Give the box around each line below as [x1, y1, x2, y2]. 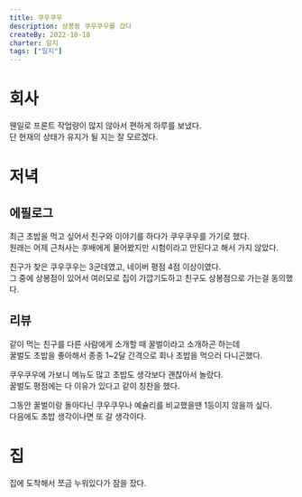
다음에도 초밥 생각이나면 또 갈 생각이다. [9, 410, 147, 421]
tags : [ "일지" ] [9, 47, 63, 56]
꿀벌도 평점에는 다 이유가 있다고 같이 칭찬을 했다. [9, 380, 180, 391]
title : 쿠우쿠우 [9, 13, 63, 23]
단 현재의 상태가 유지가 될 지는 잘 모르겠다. [9, 132, 159, 143]
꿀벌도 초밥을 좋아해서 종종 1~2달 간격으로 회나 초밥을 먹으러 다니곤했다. [9, 350, 263, 361]
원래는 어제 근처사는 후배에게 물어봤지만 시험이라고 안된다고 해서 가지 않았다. [9, 242, 279, 253]
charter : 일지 [9, 38, 59, 48]
